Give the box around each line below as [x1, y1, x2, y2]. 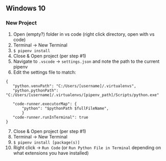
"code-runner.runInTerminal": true [12, 114, 88, 120]
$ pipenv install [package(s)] [13, 140, 80, 145]
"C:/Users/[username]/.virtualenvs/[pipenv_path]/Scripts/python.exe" [6, 92, 159, 98]
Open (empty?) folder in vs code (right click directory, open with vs [13, 31, 155, 37]
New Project [6, 19, 37, 27]
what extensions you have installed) [13, 150, 89, 156]
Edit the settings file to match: [13, 69, 76, 75]
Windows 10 [6, 4, 46, 13]
